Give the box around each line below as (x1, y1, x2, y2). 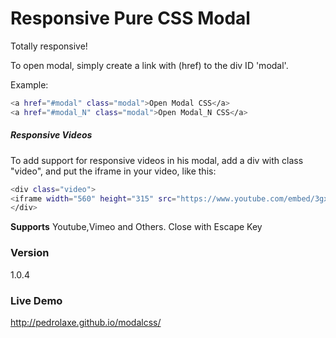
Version (10, 246, 50, 260)
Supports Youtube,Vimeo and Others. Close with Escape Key (10, 221, 263, 233)
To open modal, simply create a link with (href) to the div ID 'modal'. (10, 59, 289, 71)
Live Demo (10, 293, 63, 307)
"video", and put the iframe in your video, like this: (10, 165, 217, 177)
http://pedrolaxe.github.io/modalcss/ (10, 316, 162, 328)
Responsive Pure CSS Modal (10, 7, 251, 30)
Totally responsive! (10, 40, 88, 52)
